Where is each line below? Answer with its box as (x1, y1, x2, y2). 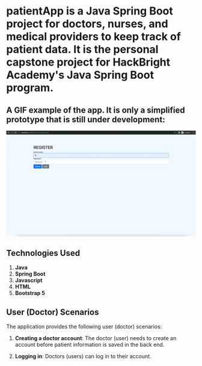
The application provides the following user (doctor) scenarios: (6, 323, 162, 330)
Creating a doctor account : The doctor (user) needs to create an (14, 335, 177, 342)
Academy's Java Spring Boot (6, 68, 155, 82)
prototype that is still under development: (6, 114, 165, 125)
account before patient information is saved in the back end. (14, 341, 165, 349)
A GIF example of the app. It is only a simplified (6, 105, 185, 115)
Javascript (14, 277, 43, 284)
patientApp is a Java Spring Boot (6, 4, 173, 18)
